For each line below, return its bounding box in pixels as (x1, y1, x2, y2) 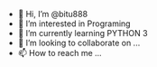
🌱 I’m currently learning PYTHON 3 (17, 28, 148, 38)
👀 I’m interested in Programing (17, 18, 131, 29)
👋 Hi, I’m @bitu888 (17, 9, 88, 19)
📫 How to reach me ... (17, 48, 102, 58)
